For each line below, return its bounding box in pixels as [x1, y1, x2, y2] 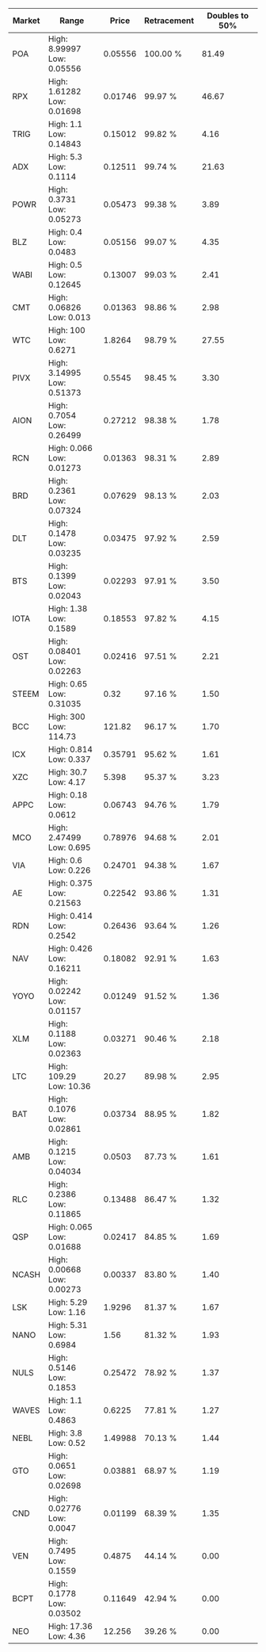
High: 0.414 [47, 911, 93, 921]
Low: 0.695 [47, 842, 91, 853]
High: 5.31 [47, 1320, 88, 1330]
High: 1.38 [47, 603, 88, 614]
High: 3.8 [47, 1428, 83, 1438]
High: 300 [47, 711, 85, 722]
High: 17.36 [47, 1621, 93, 1631]
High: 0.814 [47, 744, 93, 755]
